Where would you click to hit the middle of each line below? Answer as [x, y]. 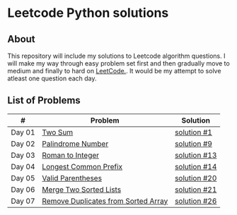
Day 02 [23, 144]
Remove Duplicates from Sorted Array [105, 201]
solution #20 [196, 178]
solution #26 [196, 201]
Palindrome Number [75, 144]
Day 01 [23, 132]
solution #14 [196, 166]
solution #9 [193, 144]
